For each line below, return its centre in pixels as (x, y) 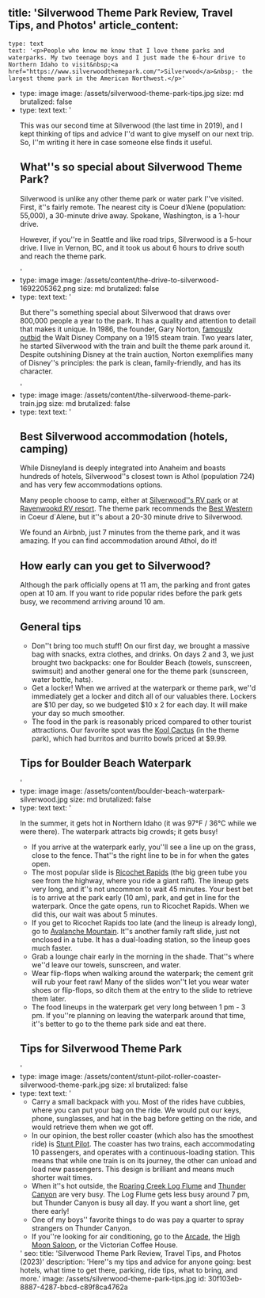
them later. (49, 998)
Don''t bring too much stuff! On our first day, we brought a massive (141, 646)
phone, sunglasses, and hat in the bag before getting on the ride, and (144, 1118)
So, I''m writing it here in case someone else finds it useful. (116, 142)
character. (36, 371)
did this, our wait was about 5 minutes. (95, 914)
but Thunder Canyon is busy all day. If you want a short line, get (135, 1202)
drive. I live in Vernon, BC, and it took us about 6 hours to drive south (132, 247)
